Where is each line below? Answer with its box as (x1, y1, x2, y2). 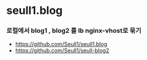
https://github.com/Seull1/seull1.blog (15, 41, 107, 48)
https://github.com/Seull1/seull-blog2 (15, 47, 110, 55)
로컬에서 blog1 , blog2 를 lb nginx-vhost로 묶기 (6, 27, 141, 35)
